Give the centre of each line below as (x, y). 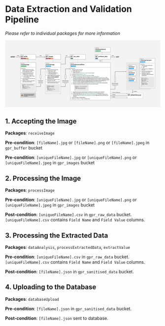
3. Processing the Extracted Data (57, 235)
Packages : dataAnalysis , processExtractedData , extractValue (68, 247)
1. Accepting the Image (41, 121)
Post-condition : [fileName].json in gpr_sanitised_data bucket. (69, 271)
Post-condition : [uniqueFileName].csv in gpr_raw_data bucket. (68, 215)
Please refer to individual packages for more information (63, 33)
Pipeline (22, 20)
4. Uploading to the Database (51, 287)
